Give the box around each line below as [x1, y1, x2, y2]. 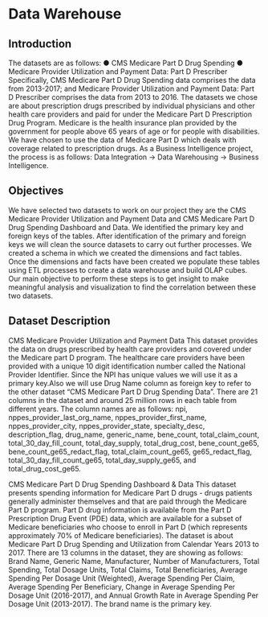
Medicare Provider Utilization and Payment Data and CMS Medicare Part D [8, 214, 255, 224]
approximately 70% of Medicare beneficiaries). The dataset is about [8, 530, 234, 540]
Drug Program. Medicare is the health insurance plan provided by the [8, 118, 238, 127]
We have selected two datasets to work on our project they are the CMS [8, 205, 247, 215]
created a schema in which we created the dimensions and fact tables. [8, 248, 242, 257]
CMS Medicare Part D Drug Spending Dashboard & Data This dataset [8, 479, 237, 489]
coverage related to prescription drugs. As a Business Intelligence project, [8, 144, 254, 153]
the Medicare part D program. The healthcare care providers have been [8, 352, 246, 362]
